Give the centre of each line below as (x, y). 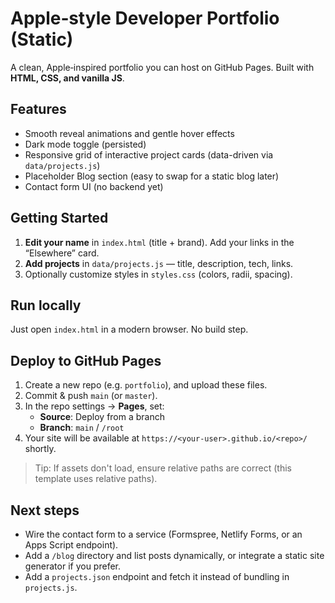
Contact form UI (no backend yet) (94, 186)
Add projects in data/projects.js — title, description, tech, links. (159, 263)
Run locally (46, 305)
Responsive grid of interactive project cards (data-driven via (149, 154)
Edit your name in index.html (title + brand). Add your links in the (159, 242)
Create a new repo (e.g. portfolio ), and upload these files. (146, 385)
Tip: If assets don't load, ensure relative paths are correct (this (163, 468)
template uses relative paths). (96, 479)
